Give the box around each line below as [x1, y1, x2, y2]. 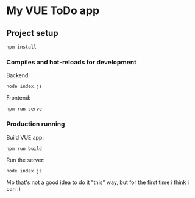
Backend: [6, 72, 30, 79]
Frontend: [6, 94, 31, 101]
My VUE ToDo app [6, 4, 100, 18]
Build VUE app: [6, 134, 44, 141]
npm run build [6, 145, 43, 152]
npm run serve [6, 106, 43, 112]
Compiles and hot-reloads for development [6, 58, 137, 66]
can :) [6, 185, 21, 192]
